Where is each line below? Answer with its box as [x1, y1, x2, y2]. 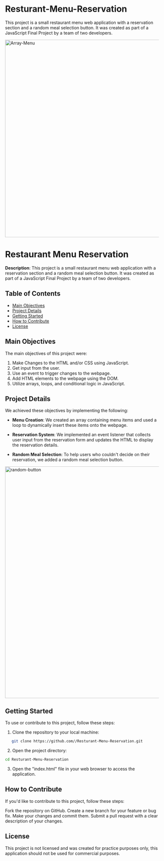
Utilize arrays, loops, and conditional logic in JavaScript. [12, 380, 125, 386]
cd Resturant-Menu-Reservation [5, 757, 69, 762]
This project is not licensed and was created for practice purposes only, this [5, 845, 158, 851]
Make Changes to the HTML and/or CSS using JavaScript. [12, 360, 129, 366]
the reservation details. [12, 442, 59, 448]
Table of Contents [5, 290, 61, 298]
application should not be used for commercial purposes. [5, 850, 121, 856]
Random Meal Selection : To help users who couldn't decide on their [12, 452, 150, 458]
